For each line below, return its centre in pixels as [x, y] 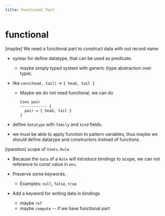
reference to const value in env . [45, 164]
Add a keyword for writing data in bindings [56, 193]
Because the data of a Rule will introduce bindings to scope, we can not [86, 159]
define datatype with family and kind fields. [57, 124]
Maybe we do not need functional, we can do [66, 93]
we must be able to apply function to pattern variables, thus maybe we [85, 134]
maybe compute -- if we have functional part [65, 208]
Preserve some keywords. [39, 174]
